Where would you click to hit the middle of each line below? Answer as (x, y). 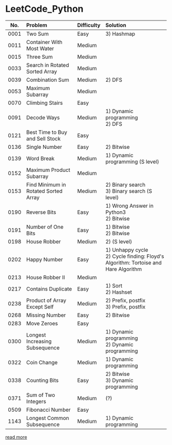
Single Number (44, 147)
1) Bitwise (117, 227)
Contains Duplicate (49, 288)
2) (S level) (119, 241)
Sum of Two (41, 395)
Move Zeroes (42, 323)
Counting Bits (42, 380)
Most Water (40, 48)
